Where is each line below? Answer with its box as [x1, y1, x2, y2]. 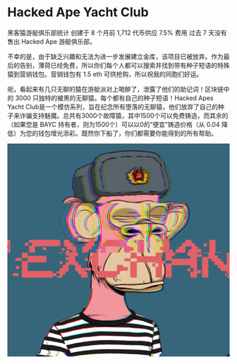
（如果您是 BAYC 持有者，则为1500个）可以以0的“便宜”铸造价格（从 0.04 [7, 120, 220, 128]
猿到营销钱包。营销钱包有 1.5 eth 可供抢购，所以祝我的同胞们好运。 [7, 70, 203, 78]
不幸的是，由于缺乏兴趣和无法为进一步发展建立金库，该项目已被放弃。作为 [7, 52, 224, 61]
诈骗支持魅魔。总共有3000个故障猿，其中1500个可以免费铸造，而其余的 [19, 111, 229, 120]
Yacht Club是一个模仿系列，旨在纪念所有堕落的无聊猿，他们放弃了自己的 [7, 102, 219, 111]
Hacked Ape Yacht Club [7, 4, 150, 20]
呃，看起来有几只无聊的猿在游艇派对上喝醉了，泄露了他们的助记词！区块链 [7, 85, 224, 93]
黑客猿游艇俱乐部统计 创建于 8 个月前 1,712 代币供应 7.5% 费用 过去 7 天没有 [7, 28, 227, 37]
